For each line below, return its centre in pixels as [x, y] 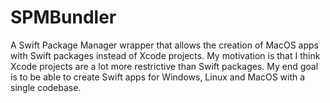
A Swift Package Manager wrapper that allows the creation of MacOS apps [164, 45]
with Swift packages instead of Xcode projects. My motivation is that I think [165, 55]
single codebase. [46, 87]
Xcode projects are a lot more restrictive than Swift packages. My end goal [164, 66]
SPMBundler [63, 17]
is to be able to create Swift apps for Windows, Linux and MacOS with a [158, 77]
